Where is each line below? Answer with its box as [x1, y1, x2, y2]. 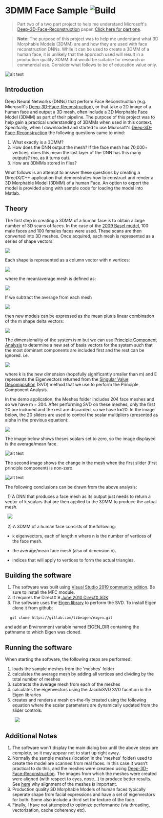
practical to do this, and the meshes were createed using [12, 766, 127, 771]
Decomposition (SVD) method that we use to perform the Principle [5, 381, 139, 387]
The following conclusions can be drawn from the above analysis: [5, 484, 138, 490]
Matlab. [5, 190, 20, 196]
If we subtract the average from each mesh [5, 294, 92, 300]
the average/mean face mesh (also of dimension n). [12, 547, 116, 553]
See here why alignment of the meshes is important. [12, 781, 117, 787]
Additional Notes [5, 732, 58, 740]
